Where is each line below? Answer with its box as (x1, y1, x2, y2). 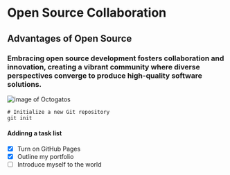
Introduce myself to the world (17, 160, 102, 169)
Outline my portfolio (17, 153, 74, 161)
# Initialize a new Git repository (7, 108, 110, 115)
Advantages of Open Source (7, 33, 132, 44)
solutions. (7, 79, 42, 89)
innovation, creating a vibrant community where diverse (7, 62, 200, 72)
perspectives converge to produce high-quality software (7, 71, 202, 81)
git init (7, 115, 33, 122)
